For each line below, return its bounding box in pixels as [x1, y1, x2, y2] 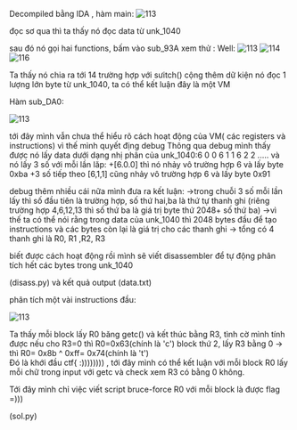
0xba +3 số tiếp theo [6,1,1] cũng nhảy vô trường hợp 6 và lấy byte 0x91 [9, 169, 270, 179]
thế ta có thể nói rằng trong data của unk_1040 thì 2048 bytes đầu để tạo [9, 215, 277, 224]
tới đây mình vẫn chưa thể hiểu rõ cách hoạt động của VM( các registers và [9, 131, 286, 142]
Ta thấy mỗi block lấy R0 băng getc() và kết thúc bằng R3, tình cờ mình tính [9, 329, 285, 339]
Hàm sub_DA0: [9, 96, 64, 107]
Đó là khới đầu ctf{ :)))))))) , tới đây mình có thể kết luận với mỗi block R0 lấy [9, 357, 288, 368]
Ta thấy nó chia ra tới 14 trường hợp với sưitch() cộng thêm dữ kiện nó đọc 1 [9, 69, 287, 80]
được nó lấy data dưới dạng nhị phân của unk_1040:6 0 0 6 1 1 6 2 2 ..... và [9, 150, 280, 160]
